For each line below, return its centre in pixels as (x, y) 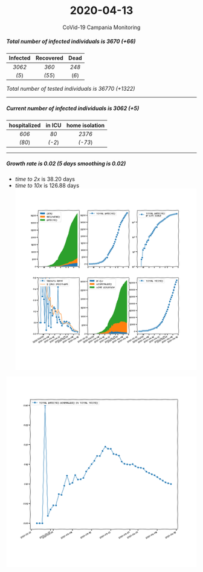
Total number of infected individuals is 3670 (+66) (71, 41)
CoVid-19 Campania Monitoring (101, 27)
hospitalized (25, 125)
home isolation (85, 125)
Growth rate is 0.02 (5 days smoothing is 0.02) (66, 163)
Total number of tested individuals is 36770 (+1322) (71, 89)
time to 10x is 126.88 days (47, 185)
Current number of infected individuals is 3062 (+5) (73, 108)
